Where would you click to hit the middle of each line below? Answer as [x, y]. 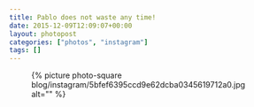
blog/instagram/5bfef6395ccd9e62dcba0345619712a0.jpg [139, 85]
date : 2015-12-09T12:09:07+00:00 [71, 26]
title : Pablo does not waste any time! [83, 17]
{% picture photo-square [77, 75]
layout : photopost [43, 34]
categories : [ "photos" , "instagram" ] [79, 42]
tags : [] [25, 50]
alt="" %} [49, 95]
